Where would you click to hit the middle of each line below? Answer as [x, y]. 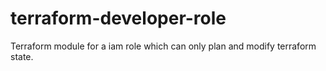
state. [22, 56]
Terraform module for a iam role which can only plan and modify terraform [163, 46]
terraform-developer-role [118, 18]
